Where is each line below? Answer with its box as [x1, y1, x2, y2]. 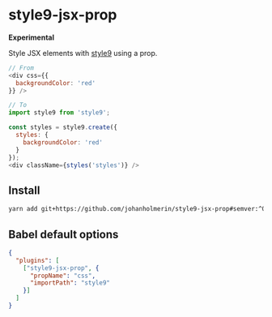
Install [8, 183, 40, 197]
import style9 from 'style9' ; [8, 109, 111, 117]
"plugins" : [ [15, 256, 60, 264]
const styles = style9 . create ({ [8, 123, 117, 131]
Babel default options [8, 227, 119, 241]
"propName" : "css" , [29, 272, 96, 280]
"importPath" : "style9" [29, 279, 111, 287]
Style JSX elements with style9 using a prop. [8, 48, 158, 58]
